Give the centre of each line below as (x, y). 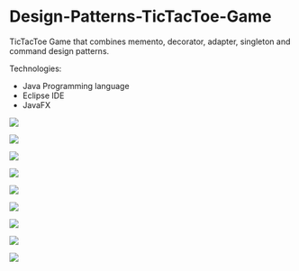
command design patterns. (59, 50)
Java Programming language (76, 86)
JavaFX (36, 104)
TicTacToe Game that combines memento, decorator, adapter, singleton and (150, 41)
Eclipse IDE (43, 95)
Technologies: (36, 68)
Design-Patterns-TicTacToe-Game (140, 17)
